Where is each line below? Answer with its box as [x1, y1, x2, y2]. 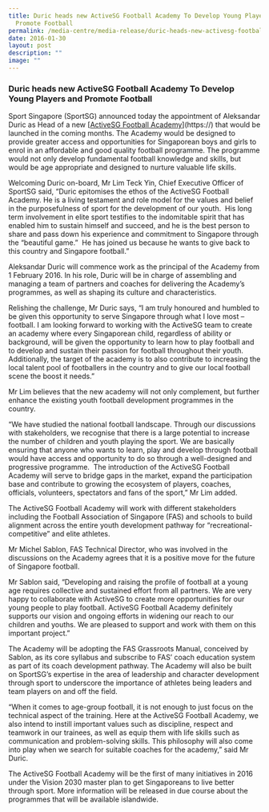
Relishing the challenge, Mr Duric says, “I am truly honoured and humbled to [8, 303, 260, 313]
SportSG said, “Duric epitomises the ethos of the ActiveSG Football [8, 186, 230, 197]
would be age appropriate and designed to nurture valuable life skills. [8, 162, 237, 173]
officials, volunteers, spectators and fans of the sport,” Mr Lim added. [8, 488, 238, 498]
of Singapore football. [8, 561, 80, 571]
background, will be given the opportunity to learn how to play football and [8, 337, 255, 347]
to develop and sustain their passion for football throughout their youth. [8, 346, 244, 356]
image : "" [8, 57, 42, 65]
